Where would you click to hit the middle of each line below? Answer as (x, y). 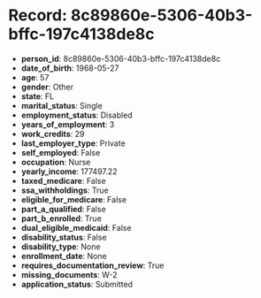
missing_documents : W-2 (69, 274)
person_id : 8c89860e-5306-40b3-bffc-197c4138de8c (121, 58)
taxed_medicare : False (64, 180)
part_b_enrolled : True (61, 218)
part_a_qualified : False (64, 209)
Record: (38, 15)
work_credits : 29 (53, 134)
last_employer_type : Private (73, 143)
